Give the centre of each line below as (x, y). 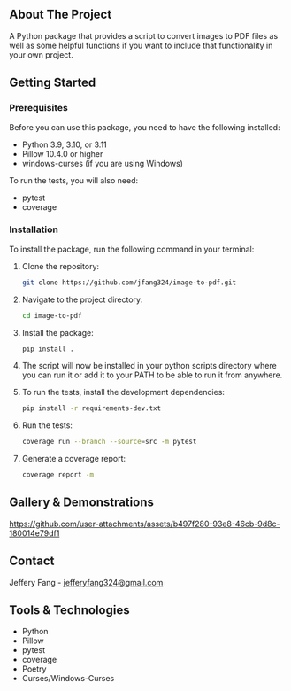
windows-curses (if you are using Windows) (103, 163)
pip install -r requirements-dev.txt (92, 408)
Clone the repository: (61, 266)
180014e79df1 (34, 533)
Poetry (34, 669)
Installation (34, 229)
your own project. (41, 54)
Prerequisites (38, 108)
